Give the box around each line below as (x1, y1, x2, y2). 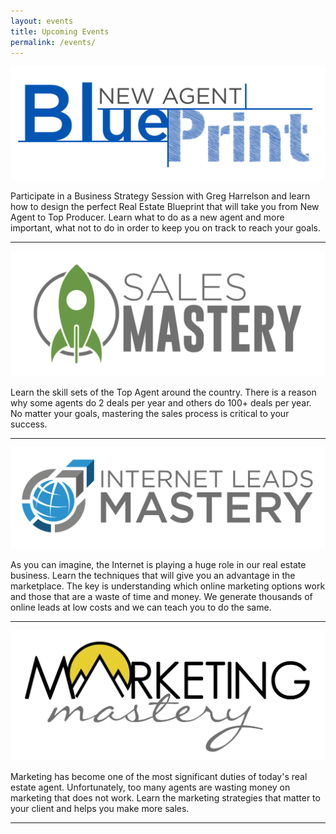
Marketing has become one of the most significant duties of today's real (10, 771, 308, 783)
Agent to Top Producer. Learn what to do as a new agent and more (10, 211, 285, 224)
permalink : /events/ (10, 37, 97, 47)
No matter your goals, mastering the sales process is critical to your (10, 408, 290, 420)
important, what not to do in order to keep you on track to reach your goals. (10, 222, 321, 234)
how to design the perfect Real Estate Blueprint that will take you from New (10, 201, 320, 213)
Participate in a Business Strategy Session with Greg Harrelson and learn (10, 190, 311, 202)
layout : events (10, 16, 74, 26)
